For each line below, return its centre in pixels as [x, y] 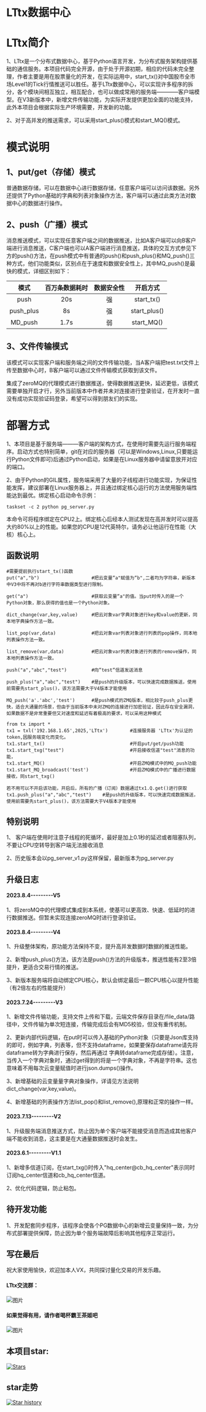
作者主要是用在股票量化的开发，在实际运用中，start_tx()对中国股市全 [103, 77]
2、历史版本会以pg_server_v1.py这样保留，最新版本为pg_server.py [90, 858]
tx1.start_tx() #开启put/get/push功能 [95, 744]
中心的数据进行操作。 [38, 203]
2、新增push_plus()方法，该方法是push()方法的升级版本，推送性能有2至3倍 [101, 959]
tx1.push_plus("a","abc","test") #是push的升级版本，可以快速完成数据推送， [102, 795]
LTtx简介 [28, 43]
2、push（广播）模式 [47, 224]
